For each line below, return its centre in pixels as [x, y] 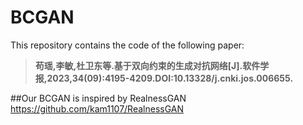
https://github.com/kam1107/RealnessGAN [97, 108]
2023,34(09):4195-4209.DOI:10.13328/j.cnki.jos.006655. [170, 78]
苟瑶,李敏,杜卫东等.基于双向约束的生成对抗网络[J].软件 [147, 65]
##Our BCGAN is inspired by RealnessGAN [98, 98]
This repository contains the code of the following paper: [127, 45]
